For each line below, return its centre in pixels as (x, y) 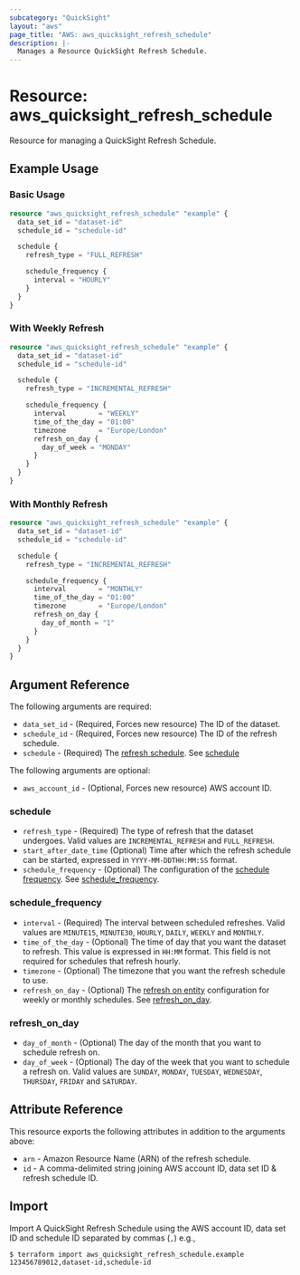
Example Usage (54, 169)
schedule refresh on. (61, 1052)
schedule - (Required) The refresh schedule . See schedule (131, 753)
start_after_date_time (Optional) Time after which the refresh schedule (157, 850)
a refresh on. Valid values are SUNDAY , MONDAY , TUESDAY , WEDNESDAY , (142, 1072)
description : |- (40, 43)
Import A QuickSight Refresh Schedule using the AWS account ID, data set (148, 1228)
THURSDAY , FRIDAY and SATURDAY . (80, 1081)
